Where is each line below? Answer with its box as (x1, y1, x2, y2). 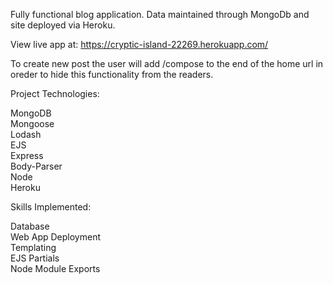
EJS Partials (10, 252, 60, 264)
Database (10, 220, 50, 232)
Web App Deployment (10, 231, 101, 243)
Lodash (10, 129, 42, 140)
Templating (10, 242, 57, 253)
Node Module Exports (10, 263, 101, 274)
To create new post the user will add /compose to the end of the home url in (10, 58, 324, 69)
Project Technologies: (10, 88, 100, 99)
